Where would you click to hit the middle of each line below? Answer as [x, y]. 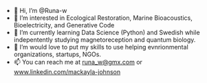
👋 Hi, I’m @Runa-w [40, 11]
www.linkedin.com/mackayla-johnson [67, 72]
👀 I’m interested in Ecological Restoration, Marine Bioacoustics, [103, 18]
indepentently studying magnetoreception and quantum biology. [105, 40]
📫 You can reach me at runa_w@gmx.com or [78, 62]
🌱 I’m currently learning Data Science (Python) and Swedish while [107, 32]
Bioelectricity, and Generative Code [64, 25]
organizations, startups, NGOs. [57, 54]
